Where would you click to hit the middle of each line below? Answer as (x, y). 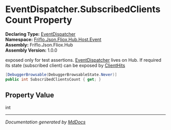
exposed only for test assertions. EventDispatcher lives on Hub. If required (83, 60)
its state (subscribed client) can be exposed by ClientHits (65, 65)
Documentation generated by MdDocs (45, 122)
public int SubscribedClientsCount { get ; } (53, 79)
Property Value (30, 95)
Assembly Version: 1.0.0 (31, 50)
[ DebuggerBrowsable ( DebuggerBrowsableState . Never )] (61, 74)
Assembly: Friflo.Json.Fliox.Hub (39, 45)
